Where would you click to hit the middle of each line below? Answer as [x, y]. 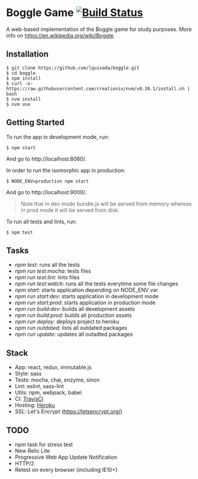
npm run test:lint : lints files [47, 278]
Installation [27, 54]
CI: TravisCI [29, 399]
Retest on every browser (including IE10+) [66, 470]
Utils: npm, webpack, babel [48, 393]
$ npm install [24, 78]
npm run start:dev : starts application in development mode [87, 297]
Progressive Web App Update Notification [66, 457]
